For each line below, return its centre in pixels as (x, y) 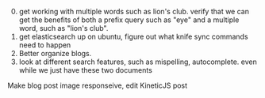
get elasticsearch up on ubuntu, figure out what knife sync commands (133, 36)
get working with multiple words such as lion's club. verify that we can (134, 11)
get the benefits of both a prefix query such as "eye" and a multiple (129, 20)
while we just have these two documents (85, 70)
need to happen (45, 45)
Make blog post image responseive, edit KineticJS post (98, 85)
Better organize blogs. (55, 53)
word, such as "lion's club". (63, 28)
